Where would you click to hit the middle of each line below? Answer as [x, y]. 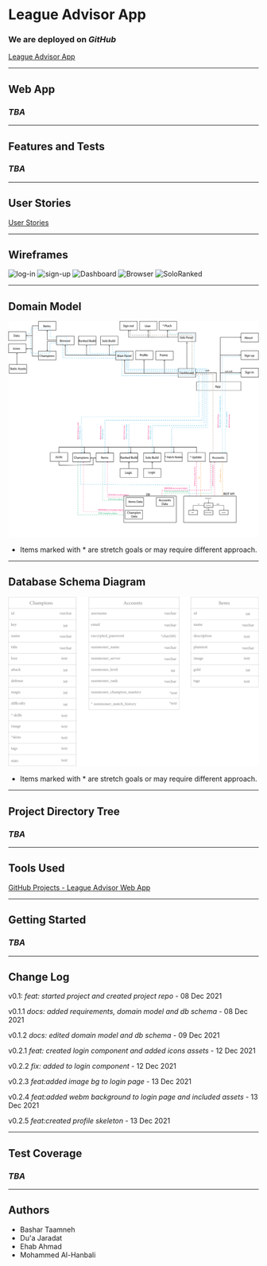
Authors [29, 1210]
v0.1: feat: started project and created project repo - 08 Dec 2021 [115, 996]
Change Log [39, 977]
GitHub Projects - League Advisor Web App [79, 887]
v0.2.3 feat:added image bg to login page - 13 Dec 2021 [100, 1082]
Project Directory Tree [64, 812]
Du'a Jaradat [41, 1237]
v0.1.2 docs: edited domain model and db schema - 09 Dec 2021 [114, 1035]
